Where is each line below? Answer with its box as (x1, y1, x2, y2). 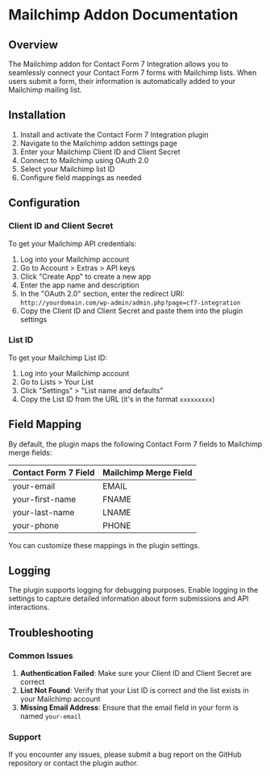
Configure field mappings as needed (19, 172, 142, 182)
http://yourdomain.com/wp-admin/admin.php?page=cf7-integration (19, 299, 241, 307)
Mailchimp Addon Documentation (8, 6, 239, 24)
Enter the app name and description (19, 280, 139, 290)
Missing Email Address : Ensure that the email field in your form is (19, 703, 239, 712)
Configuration (8, 196, 81, 210)
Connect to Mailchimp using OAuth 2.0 (19, 155, 149, 165)
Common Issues (8, 650, 74, 661)
